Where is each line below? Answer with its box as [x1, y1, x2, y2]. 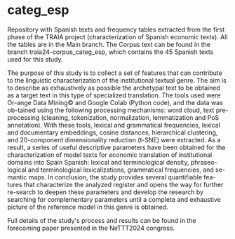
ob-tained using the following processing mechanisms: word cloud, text [7, 106, 215, 114]
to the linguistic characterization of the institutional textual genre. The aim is [7, 76, 227, 84]
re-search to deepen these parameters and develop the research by [7, 188, 204, 196]
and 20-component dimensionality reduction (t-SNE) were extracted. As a [7, 135, 221, 144]
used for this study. [7, 55, 63, 63]
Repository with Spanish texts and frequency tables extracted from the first [7, 25, 225, 34]
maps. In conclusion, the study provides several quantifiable [28, 172, 202, 181]
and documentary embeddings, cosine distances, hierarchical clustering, [7, 128, 218, 137]
